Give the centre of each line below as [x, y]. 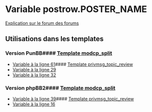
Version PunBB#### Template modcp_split [59, 53]
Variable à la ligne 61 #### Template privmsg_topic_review [73, 64]
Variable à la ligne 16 [34, 104]
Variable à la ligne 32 [34, 75]
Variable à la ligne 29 [34, 69]
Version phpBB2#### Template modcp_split [60, 88]
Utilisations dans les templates [55, 39]
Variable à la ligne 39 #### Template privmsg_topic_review [73, 98]
